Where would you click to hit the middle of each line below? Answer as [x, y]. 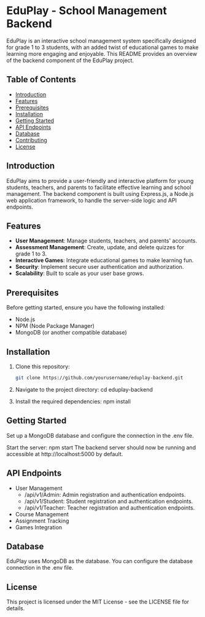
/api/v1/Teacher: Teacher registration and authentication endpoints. [110, 508]
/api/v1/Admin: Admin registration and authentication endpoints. [105, 494]
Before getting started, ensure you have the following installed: [86, 308]
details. [16, 608]
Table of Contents [41, 80]
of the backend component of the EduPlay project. [70, 60]
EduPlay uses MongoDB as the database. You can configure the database [100, 561]
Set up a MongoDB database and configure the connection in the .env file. [100, 435]
